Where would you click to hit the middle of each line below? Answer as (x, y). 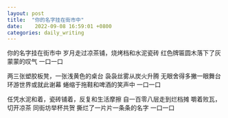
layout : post (26, 13)
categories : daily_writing (46, 33)
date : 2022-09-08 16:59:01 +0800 (59, 26)
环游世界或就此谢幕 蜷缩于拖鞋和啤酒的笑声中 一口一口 (84, 85)
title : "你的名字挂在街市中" (46, 20)
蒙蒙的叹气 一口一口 (35, 62)
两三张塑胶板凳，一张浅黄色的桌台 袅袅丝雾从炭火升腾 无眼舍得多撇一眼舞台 (114, 76)
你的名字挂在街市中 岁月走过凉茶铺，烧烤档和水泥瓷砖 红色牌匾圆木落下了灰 (114, 53)
